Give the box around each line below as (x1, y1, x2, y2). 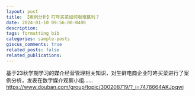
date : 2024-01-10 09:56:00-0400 (6, 19, 86, 25)
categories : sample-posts (6, 36, 70, 42)
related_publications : (6, 52, 62, 58)
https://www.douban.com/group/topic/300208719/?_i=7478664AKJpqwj (6, 83, 184, 90)
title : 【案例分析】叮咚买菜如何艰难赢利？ (6, 14, 100, 20)
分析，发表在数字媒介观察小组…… (11, 77, 94, 84)
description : (6, 25, 39, 31)
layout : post (6, 8, 39, 15)
